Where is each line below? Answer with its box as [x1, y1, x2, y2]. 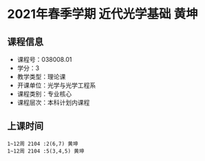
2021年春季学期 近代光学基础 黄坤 [7, 6, 198, 22]
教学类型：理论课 [17, 73, 66, 80]
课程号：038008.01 [17, 56, 72, 63]
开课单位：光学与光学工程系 [17, 81, 96, 89]
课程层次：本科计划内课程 [17, 98, 90, 107]
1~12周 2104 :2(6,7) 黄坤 [7, 140, 78, 147]
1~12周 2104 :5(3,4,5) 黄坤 [7, 147, 85, 155]
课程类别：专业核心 [17, 90, 72, 98]
